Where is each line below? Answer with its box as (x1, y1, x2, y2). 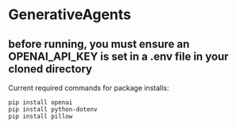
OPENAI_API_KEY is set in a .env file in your (8, 49, 229, 63)
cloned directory (8, 62, 93, 76)
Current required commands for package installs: (8, 83, 169, 92)
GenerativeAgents (8, 6, 131, 24)
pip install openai (8, 99, 73, 107)
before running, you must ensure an (8, 37, 190, 51)
